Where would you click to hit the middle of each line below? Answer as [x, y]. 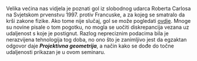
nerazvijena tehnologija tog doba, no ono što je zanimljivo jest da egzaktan [96, 40]
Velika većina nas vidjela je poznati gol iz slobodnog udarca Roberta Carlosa [98, 9]
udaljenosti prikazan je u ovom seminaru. [56, 52]
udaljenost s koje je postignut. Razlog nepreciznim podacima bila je [87, 33]
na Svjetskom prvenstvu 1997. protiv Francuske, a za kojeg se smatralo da [96, 15]
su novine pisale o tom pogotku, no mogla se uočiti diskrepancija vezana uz [98, 27]
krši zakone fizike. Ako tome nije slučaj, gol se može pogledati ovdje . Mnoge [98, 21]
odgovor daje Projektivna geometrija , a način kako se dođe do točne [90, 46]
